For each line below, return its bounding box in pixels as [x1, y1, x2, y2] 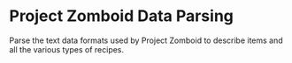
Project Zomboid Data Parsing [9, 6, 234, 26]
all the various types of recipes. [9, 44, 125, 54]
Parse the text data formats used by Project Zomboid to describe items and [9, 35, 283, 45]
